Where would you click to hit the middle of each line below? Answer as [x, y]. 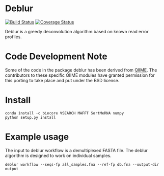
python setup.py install [30, 117]
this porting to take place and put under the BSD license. [62, 80]
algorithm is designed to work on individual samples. [58, 155]
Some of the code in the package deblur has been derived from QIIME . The [81, 70]
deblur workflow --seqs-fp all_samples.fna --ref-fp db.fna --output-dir [82, 164]
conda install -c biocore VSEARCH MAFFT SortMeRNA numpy [65, 113]
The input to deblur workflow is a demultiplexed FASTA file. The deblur [77, 150]
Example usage [37, 137]
